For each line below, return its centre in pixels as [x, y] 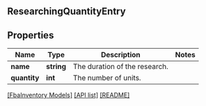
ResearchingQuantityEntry [67, 12]
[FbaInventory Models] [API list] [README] [69, 95]
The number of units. [107, 78]
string [56, 67]
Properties [31, 35]
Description [120, 55]
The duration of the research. [121, 67]
